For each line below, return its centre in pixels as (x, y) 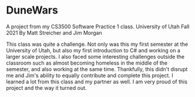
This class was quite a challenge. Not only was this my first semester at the (97, 44)
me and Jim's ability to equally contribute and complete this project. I (90, 75)
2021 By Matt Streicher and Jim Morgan (54, 32)
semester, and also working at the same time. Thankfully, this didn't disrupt (97, 69)
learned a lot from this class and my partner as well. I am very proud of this (97, 81)
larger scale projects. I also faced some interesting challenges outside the (95, 56)
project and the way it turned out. (46, 88)
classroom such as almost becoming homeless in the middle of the (87, 63)
